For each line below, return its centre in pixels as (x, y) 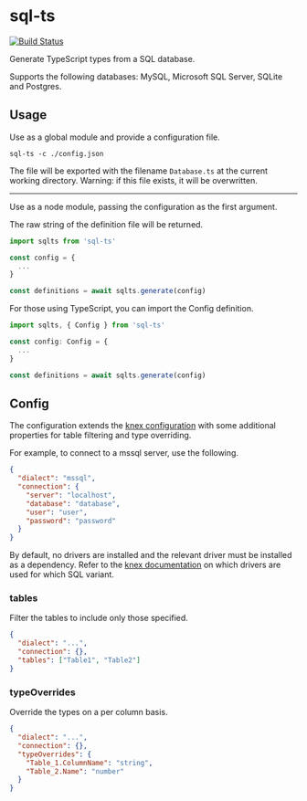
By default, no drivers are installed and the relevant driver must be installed (151, 555)
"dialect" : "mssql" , (57, 479)
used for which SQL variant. (62, 574)
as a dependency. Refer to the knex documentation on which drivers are (145, 565)
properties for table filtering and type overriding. (101, 436)
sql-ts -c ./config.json (57, 153)
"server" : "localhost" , (71, 495)
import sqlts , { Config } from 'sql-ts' (88, 325)
